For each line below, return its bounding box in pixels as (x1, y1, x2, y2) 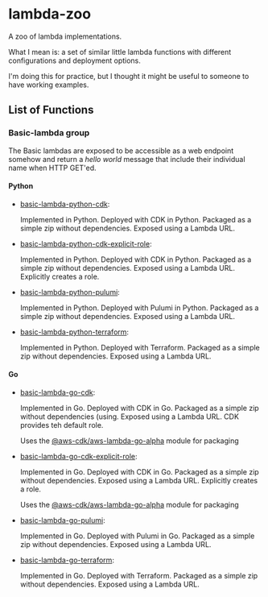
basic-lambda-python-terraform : (19, 327, 130, 337)
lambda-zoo (8, 5, 91, 23)
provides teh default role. (19, 421, 104, 430)
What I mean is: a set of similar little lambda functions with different (8, 47, 232, 56)
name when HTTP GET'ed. (8, 163, 97, 172)
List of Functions (8, 103, 94, 117)
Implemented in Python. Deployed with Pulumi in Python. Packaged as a (19, 303, 259, 313)
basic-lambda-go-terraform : (19, 555, 115, 565)
